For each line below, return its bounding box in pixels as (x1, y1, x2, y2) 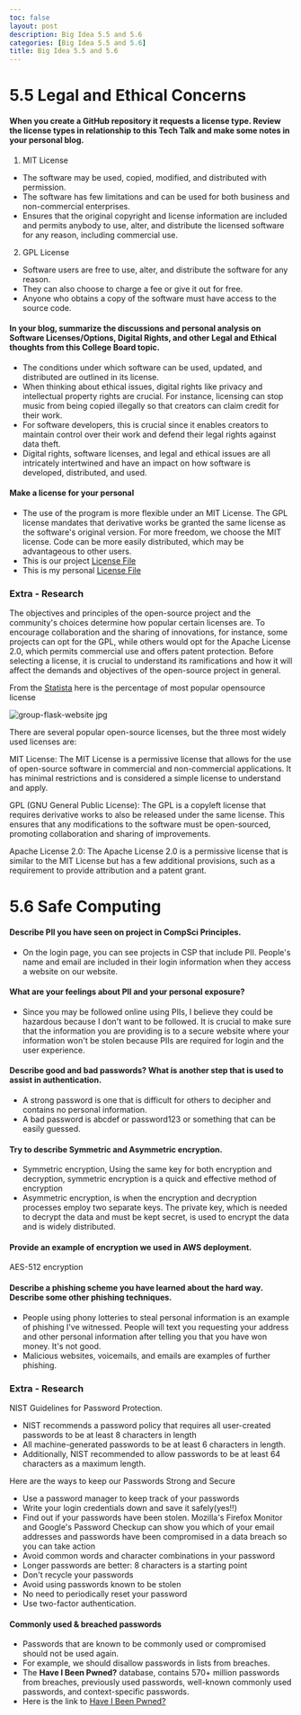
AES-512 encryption (9, 1262, 84, 1273)
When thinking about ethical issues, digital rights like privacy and (22, 381, 263, 392)
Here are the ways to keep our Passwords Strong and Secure (9, 1475, 236, 1486)
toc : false (9, 13, 50, 22)
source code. (22, 302, 72, 313)
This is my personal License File (22, 564, 142, 575)
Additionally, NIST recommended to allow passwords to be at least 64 (22, 1448, 281, 1459)
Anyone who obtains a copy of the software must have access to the (22, 293, 277, 304)
